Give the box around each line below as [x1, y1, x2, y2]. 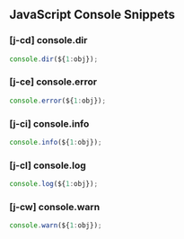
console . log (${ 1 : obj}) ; [9, 180, 99, 189]
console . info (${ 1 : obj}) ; [9, 138, 102, 147]
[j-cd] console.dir [9, 34, 88, 47]
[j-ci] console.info [9, 117, 90, 129]
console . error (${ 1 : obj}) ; [9, 96, 106, 105]
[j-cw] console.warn [9, 201, 101, 213]
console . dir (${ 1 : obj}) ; [9, 54, 99, 64]
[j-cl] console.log [9, 159, 87, 172]
